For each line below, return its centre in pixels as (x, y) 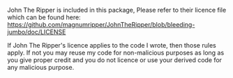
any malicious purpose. (41, 67)
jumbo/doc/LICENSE (37, 32)
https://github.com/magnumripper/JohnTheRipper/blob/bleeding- (101, 25)
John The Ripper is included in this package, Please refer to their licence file (117, 10)
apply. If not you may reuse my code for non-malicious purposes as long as (116, 52)
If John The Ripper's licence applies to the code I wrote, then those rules (112, 45)
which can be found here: (44, 17)
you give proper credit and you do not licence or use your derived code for (114, 60)
